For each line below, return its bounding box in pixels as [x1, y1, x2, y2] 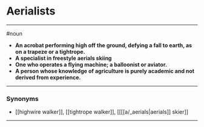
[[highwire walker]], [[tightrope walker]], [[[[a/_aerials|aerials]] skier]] [15, 108, 189, 116]
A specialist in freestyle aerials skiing [15, 54, 112, 62]
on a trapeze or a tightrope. [15, 48, 86, 55]
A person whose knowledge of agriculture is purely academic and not [15, 67, 195, 74]
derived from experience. [15, 74, 81, 81]
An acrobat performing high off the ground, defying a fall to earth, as [15, 41, 192, 49]
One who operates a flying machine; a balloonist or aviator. [15, 60, 168, 68]
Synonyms [6, 94, 39, 103]
